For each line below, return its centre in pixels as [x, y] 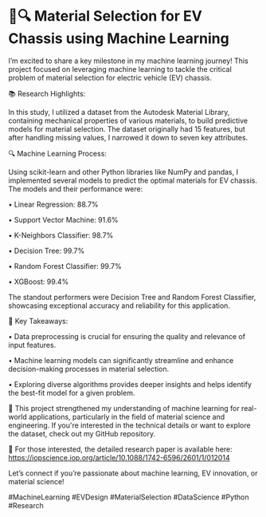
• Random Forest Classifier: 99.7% [65, 266]
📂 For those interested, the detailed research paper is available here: [120, 449]
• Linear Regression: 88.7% [53, 204]
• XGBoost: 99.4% [39, 282]
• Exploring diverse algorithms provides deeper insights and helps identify [130, 384]
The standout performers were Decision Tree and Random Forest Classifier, [132, 297]
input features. [32, 345]
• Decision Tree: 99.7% [47, 251]
